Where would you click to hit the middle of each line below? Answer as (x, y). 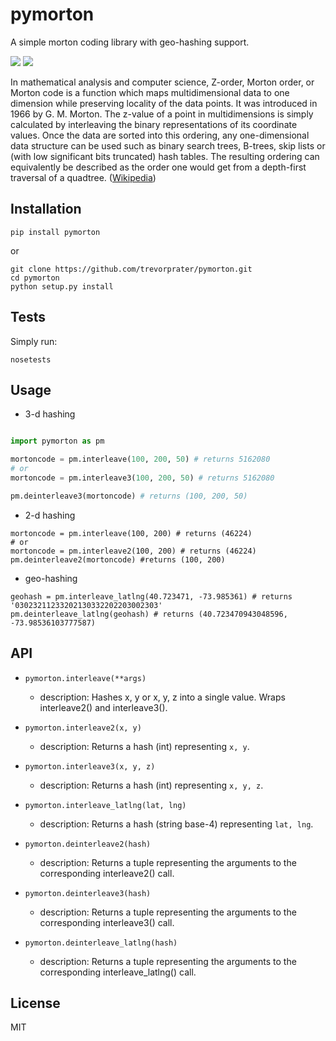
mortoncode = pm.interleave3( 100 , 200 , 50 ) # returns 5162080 (142, 478)
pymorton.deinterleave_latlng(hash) (101, 943)
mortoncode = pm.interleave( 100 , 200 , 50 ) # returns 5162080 (140, 459)
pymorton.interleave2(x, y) (83, 728)
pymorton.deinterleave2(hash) (88, 844)
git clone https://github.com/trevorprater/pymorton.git (131, 269)
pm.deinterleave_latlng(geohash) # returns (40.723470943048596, (149, 614)
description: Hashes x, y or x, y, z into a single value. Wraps (162, 697)
